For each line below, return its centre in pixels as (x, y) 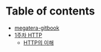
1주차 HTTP (28, 35)
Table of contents (50, 11)
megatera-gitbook (37, 28)
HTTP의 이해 (38, 42)
